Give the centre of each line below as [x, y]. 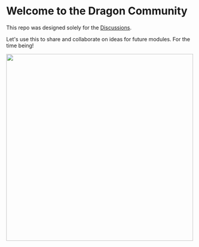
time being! [20, 45]
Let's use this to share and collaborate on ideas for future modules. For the [98, 39]
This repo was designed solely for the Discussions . [69, 28]
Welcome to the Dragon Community [97, 11]
